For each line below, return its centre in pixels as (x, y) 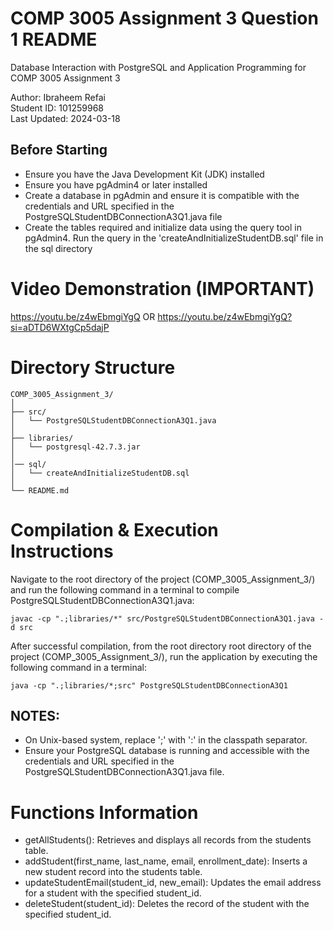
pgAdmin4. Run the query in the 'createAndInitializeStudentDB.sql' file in (174, 238)
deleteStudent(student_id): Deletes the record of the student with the (167, 904)
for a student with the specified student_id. (113, 893)
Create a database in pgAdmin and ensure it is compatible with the (162, 195)
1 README (54, 39)
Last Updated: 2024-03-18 (65, 118)
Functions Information (104, 812)
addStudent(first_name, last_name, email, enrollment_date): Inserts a (166, 861)
